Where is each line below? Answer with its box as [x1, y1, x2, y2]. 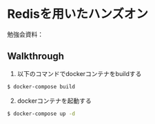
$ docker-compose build [7, 83, 76, 90]
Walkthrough [7, 51, 64, 62]
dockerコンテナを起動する [17, 97, 92, 105]
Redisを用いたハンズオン [7, 6, 149, 22]
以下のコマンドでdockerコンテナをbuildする [17, 69, 142, 77]
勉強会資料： [7, 30, 43, 38]
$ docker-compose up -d [7, 110, 76, 117]
